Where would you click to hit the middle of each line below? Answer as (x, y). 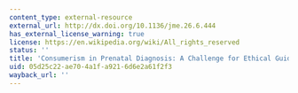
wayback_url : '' (39, 75)
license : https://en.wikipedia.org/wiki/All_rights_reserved (125, 42)
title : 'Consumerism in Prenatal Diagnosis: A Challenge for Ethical (141, 58)
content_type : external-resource (71, 17)
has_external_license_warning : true (77, 34)
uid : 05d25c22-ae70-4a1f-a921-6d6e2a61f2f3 (91, 67)
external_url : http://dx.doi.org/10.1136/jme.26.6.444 (113, 26)
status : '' (29, 50)
